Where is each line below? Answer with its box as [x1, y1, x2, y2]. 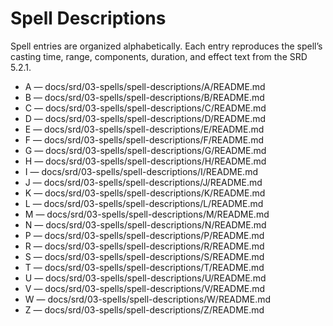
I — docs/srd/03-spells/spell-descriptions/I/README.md [24, 165, 258, 177]
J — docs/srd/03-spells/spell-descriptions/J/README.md [24, 176, 263, 188]
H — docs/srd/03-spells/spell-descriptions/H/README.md [24, 155, 267, 167]
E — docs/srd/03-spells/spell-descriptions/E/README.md [24, 123, 265, 135]
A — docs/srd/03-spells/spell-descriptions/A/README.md [24, 80, 266, 92]
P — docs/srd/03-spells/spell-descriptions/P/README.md [24, 229, 265, 241]
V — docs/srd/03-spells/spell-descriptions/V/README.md [24, 282, 266, 294]
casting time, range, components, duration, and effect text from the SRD [10, 50, 308, 62]
